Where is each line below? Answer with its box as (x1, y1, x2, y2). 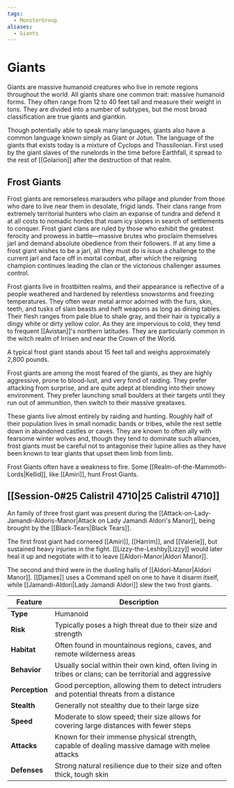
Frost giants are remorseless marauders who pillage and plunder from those (7, 195, 225, 203)
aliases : (7, 23, 33, 30)
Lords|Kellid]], (7, 470, 47, 479)
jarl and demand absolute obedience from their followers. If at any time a (7, 239, 216, 247)
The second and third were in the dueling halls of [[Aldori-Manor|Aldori (7, 565, 211, 574)
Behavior (10, 664, 42, 674)
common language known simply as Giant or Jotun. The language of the (7, 133, 214, 142)
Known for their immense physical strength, (54, 731, 197, 741)
